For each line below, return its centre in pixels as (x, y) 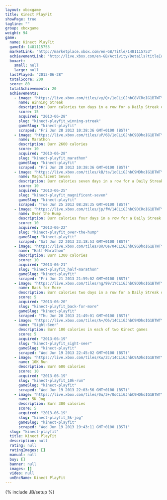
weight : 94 (16, 33)
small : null (26, 65)
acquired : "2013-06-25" (43, 190)
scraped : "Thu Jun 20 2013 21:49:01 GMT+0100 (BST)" (74, 316)
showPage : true (21, 19)
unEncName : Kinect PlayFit (38, 478)
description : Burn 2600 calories (53, 144)
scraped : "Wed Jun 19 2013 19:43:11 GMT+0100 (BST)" (74, 427)
